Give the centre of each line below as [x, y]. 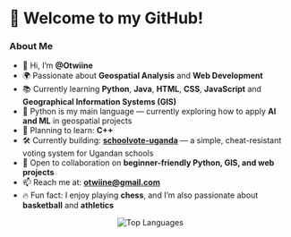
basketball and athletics [68, 206]
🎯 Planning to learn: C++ [68, 131]
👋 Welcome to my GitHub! [107, 18]
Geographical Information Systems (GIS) [99, 102]
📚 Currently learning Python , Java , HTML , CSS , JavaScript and [142, 89]
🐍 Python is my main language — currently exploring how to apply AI [149, 112]
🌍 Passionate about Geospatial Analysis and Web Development [142, 76]
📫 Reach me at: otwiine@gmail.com [91, 182]
